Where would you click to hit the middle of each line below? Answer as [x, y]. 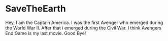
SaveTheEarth [36, 9]
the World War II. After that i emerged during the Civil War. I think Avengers [83, 27]
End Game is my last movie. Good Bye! [46, 33]
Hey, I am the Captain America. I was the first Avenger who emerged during [84, 22]
